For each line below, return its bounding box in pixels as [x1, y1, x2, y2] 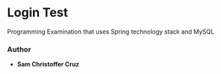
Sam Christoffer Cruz [16, 60, 80, 69]
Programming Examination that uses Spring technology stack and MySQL [7, 27, 215, 36]
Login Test [7, 5, 69, 21]
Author [7, 45, 32, 54]
